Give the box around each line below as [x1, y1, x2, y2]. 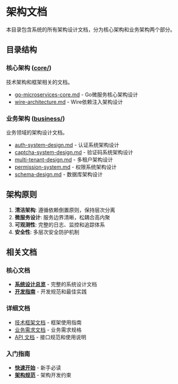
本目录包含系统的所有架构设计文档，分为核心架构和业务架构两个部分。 [6, 26, 176, 33]
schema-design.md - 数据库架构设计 [14, 171, 103, 178]
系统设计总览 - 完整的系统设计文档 [14, 281, 98, 288]
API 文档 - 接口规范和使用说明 [14, 333, 87, 340]
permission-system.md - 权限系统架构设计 [14, 163, 117, 171]
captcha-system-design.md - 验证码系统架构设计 [14, 148, 133, 156]
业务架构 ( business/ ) [6, 114, 66, 122]
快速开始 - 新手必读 [14, 364, 61, 371]
